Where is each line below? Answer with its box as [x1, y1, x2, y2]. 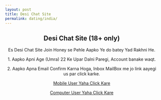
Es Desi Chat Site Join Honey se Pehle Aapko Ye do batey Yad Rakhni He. [8, 47, 156, 53]
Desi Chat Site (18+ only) [43, 34, 120, 42]
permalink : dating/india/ [5, 16, 57, 21]
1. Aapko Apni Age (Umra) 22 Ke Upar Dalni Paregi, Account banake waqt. [7, 56, 156, 62]
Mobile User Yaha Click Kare [53, 81, 110, 86]
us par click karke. [63, 71, 101, 77]
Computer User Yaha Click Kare [50, 90, 114, 96]
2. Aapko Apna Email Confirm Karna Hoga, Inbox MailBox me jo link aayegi [7, 66, 157, 72]
